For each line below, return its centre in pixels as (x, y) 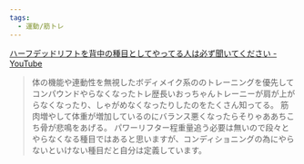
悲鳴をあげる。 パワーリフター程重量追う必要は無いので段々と (172, 127)
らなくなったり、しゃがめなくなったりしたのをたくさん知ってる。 (155, 104)
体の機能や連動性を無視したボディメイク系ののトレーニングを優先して (163, 82)
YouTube (26, 63)
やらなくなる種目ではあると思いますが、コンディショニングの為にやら (163, 139)
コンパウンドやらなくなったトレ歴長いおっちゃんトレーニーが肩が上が (163, 93)
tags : (20, 18)
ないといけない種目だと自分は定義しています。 (119, 150)
